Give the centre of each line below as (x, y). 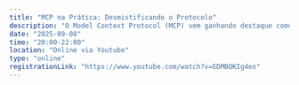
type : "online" (37, 58)
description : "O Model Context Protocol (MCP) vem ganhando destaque (141, 26)
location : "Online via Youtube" (69, 50)
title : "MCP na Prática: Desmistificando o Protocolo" (113, 17)
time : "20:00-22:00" (48, 42)
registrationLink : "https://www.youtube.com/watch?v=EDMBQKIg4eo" (135, 67)
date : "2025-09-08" (45, 34)
